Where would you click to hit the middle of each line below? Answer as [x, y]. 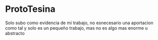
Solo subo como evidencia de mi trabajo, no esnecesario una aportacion [79, 23]
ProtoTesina [30, 9]
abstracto [15, 33]
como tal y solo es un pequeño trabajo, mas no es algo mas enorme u [77, 28]
